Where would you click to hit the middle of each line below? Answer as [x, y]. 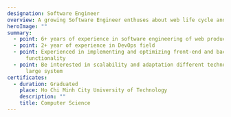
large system [44, 71]
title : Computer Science [55, 103]
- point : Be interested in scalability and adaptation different [109, 65]
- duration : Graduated [46, 84]
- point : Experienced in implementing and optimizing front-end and [113, 52]
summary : [20, 33]
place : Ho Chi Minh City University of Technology [93, 90]
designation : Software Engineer [53, 13]
